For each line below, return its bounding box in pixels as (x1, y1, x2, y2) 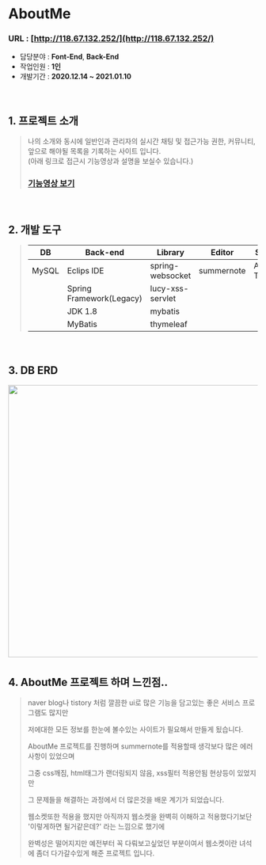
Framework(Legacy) (66, 293, 142, 304)
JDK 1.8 (66, 306, 97, 317)
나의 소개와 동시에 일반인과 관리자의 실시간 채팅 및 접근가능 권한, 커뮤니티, (27, 136, 256, 147)
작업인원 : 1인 (19, 62, 62, 71)
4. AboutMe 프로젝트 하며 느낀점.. (8, 675, 169, 689)
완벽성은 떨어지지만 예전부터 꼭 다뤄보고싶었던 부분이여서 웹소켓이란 (27, 839, 237, 848)
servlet (150, 293, 177, 304)
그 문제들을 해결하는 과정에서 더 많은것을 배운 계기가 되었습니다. (27, 795, 224, 805)
